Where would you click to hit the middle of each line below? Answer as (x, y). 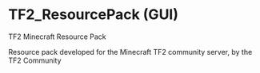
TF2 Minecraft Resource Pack (57, 36)
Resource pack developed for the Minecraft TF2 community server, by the (130, 52)
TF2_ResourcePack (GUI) (93, 15)
